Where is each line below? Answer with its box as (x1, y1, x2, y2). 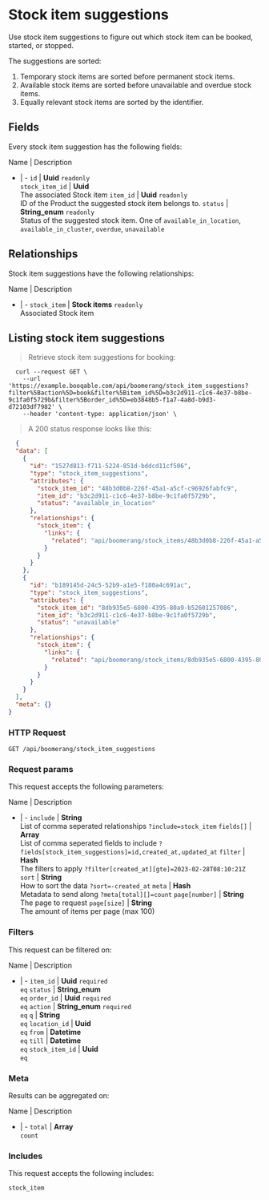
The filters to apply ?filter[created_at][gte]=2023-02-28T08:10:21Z (19, 864, 246, 874)
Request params (8, 763, 74, 774)
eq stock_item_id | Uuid (19, 1044, 98, 1053)
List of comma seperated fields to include (19, 838, 158, 848)
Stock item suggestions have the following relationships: (8, 269, 195, 278)
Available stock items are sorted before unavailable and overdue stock (19, 80, 252, 90)
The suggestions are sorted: (8, 56, 102, 66)
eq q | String (19, 1010, 61, 1020)
